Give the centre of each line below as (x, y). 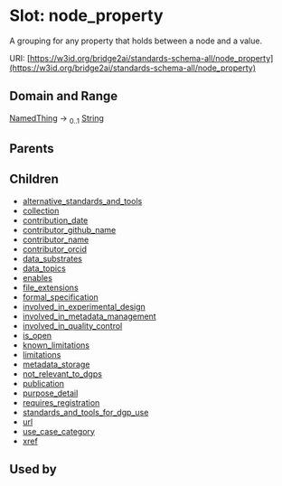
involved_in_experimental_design (84, 306)
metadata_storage (56, 364)
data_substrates (52, 258)
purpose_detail (50, 393)
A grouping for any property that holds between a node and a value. (136, 41)
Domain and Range (64, 96)
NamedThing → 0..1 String (56, 119)
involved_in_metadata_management (89, 316)
